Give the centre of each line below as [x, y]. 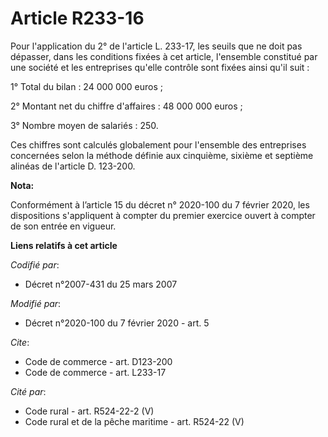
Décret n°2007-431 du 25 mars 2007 [101, 284]
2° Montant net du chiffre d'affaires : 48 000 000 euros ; [126, 106]
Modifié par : [36, 303]
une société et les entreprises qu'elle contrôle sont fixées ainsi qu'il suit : [160, 67]
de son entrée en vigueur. [63, 226]
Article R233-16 [77, 18]
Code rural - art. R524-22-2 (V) [89, 411]
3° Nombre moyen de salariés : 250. [84, 125]
